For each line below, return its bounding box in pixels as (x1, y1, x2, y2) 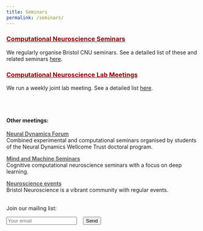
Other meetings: (6, 117, 49, 124)
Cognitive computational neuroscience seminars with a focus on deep (6, 161, 182, 169)
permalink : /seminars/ (6, 15, 64, 21)
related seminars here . (6, 55, 63, 62)
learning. (6, 168, 29, 175)
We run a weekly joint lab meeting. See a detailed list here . (6, 84, 154, 92)
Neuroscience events (6, 180, 62, 187)
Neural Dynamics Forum (6, 130, 69, 137)
